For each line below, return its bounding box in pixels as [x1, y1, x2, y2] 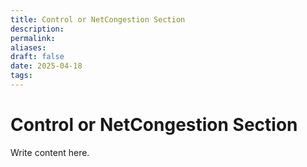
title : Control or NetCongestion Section [10, 14, 186, 25]
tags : [10, 71, 33, 81]
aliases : [10, 42, 47, 53]
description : [10, 24, 65, 34]
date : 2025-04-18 [10, 61, 83, 71]
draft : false [10, 52, 65, 62]
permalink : [10, 33, 56, 43]
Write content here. [10, 146, 90, 158]
